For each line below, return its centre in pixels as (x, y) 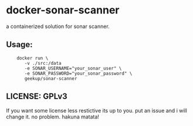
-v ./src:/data (43, 63)
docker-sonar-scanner (63, 10)
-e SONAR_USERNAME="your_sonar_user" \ (73, 68)
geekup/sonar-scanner (51, 78)
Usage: (20, 45)
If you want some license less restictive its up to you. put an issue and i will (97, 110)
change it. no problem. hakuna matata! (53, 117)
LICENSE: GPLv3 (37, 97)
